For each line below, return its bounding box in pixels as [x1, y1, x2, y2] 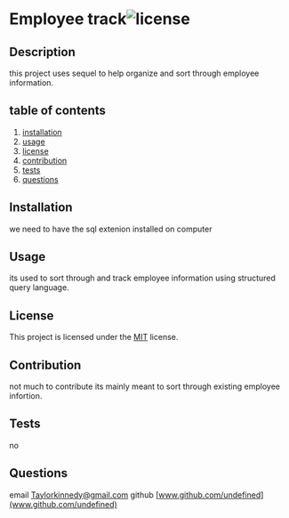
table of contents [9, 103, 107, 118]
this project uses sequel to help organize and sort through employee [9, 68, 260, 78]
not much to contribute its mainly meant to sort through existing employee [9, 381, 280, 392]
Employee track [9, 9, 127, 29]
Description [9, 45, 76, 60]
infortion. [9, 391, 43, 401]
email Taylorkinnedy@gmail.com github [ [9, 490, 159, 500]
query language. [9, 282, 69, 293]
